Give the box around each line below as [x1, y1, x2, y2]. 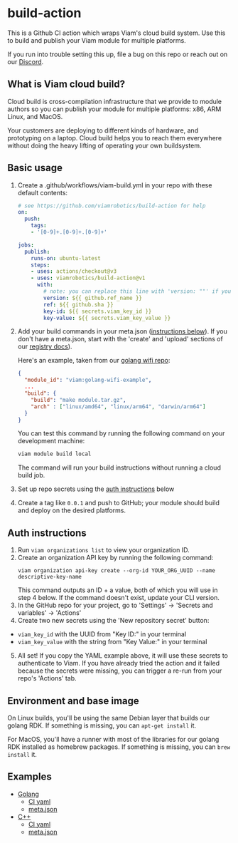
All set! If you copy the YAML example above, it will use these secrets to [17, 651, 229, 660]
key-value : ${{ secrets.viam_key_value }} [43, 314, 171, 321]
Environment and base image [7, 695, 140, 707]
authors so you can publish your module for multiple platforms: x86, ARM [7, 105, 222, 113]
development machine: [17, 437, 85, 445]
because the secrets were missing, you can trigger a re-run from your [17, 666, 222, 675]
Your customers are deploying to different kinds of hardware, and [7, 126, 199, 135]
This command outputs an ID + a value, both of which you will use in [17, 586, 218, 594]
